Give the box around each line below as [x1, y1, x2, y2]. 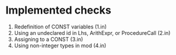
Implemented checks [5, 4, 111, 17]
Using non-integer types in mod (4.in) [14, 42, 107, 49]
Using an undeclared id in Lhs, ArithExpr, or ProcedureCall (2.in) [14, 29, 171, 36]
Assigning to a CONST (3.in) [14, 35, 84, 43]
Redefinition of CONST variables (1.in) [14, 23, 107, 30]
